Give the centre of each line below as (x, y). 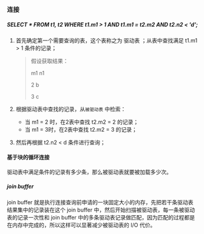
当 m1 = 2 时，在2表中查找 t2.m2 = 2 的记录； (82, 122)
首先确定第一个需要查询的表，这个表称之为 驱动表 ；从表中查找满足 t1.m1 (107, 40)
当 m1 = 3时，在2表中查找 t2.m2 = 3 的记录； (81, 129)
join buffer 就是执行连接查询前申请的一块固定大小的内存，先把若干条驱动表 (100, 202)
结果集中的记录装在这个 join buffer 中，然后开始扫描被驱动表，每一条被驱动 (101, 210)
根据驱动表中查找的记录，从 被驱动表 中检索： (71, 109)
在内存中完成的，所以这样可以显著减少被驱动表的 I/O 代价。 (81, 225)
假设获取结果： (49, 61)
